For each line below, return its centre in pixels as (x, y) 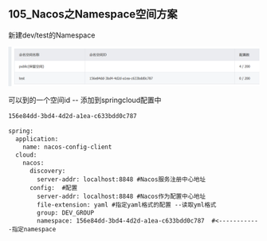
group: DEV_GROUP (65, 213)
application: (37, 139)
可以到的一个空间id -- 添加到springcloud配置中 (85, 100)
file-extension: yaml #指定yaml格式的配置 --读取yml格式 (127, 205)
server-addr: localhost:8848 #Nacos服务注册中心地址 (121, 179)
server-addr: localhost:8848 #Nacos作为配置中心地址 (121, 196)
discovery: (47, 171)
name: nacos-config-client (67, 147)
